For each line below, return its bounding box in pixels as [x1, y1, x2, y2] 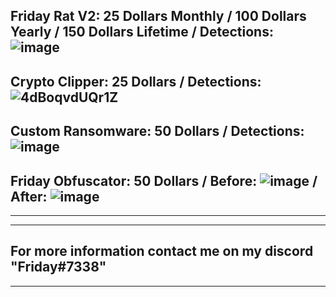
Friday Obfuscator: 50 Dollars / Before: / [10, 172, 318, 189]
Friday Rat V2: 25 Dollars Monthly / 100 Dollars [10, 8, 307, 25]
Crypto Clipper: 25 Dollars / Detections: [10, 73, 262, 90]
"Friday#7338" [10, 259, 107, 276]
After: [10, 188, 48, 205]
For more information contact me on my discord [10, 243, 314, 260]
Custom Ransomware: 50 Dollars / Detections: [10, 123, 305, 140]
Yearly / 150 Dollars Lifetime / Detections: [10, 24, 274, 41]
